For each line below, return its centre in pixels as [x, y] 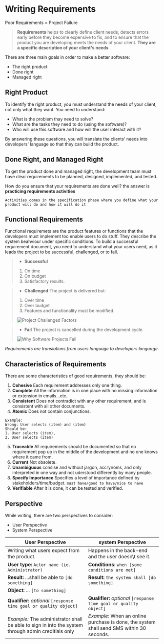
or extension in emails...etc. [40, 396]
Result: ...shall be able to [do [40, 577]
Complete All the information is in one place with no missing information [85, 391]
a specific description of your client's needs [63, 48]
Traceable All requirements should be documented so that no [74, 447]
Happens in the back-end [118, 550]
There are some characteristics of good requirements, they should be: [76, 376]
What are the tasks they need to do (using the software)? [69, 124]
